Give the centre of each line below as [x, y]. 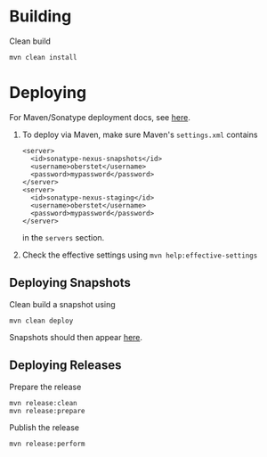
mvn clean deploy [41, 321]
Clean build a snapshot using [62, 304]
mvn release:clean [43, 403]
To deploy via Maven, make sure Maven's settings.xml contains [140, 135]
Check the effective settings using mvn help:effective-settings [140, 255]
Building [40, 16]
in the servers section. [63, 237]
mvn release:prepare [48, 411]
